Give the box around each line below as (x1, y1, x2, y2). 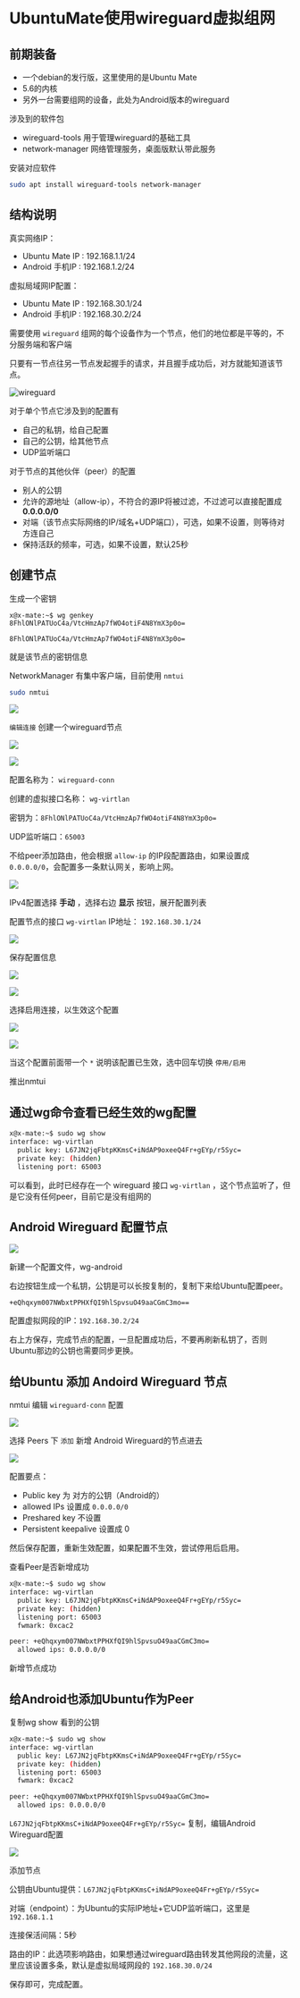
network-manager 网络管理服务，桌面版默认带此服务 (21, 144, 216, 154)
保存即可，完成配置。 (9, 1979, 87, 1989)
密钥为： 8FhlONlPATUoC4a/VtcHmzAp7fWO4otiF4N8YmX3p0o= (9, 813, 217, 823)
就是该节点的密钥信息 (9, 651, 87, 662)
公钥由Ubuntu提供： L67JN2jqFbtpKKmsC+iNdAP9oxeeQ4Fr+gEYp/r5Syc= (9, 1884, 260, 1894)
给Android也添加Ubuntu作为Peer (9, 1691, 195, 1707)
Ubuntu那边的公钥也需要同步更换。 (9, 1345, 138, 1356)
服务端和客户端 (16, 339, 72, 350)
